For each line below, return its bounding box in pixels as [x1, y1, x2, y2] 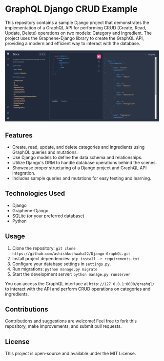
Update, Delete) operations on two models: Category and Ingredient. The [5, 30, 152, 36]
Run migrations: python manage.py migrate [12, 266, 98, 272]
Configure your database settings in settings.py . [12, 261, 111, 267]
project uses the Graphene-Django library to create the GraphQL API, [5, 35, 144, 41]
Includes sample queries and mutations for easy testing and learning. [12, 175, 151, 181]
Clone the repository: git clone [12, 245, 76, 251]
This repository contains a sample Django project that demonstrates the [5, 20, 150, 25]
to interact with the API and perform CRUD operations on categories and [5, 286, 151, 292]
